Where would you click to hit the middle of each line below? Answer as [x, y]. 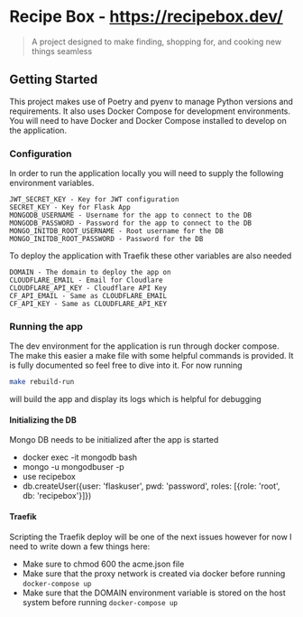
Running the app [46, 326]
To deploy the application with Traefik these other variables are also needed [151, 256]
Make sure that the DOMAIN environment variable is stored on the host [154, 593]
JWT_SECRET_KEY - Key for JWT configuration [94, 200]
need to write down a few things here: [80, 546]
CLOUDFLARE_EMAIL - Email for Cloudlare [87, 280]
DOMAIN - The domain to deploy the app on [90, 273]
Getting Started [54, 80]
